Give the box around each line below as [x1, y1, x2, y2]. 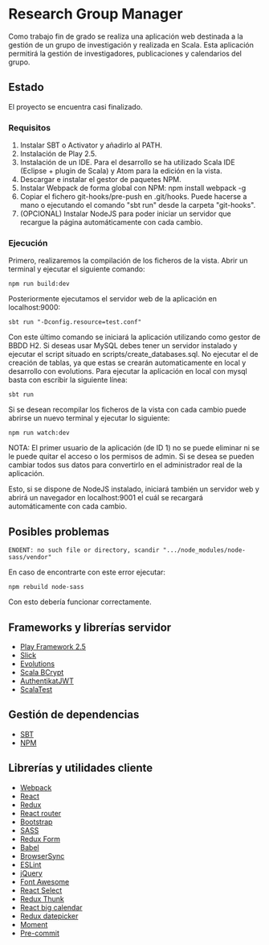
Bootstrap [19, 817, 53, 827]
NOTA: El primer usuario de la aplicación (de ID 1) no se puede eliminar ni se [8, 443, 260, 453]
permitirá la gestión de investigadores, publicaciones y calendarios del [8, 48, 243, 58]
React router [19, 808, 62, 818]
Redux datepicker [19, 911, 79, 921]
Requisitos [8, 122, 51, 133]
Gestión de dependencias [8, 708, 140, 722]
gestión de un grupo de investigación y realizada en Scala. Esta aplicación [8, 39, 255, 49]
